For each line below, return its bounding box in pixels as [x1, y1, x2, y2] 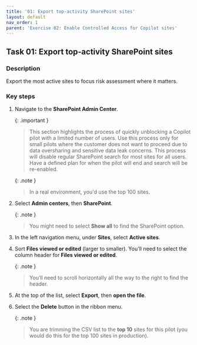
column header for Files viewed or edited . [14, 252, 118, 259]
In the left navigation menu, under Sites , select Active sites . [14, 234, 161, 241]
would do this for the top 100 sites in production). [29, 332, 149, 339]
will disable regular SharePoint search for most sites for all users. [29, 153, 187, 160]
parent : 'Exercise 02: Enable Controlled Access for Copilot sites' [6, 25, 178, 31]
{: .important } [14, 117, 49, 124]
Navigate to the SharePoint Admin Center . [14, 106, 119, 113]
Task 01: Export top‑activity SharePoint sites [6, 46, 173, 56]
